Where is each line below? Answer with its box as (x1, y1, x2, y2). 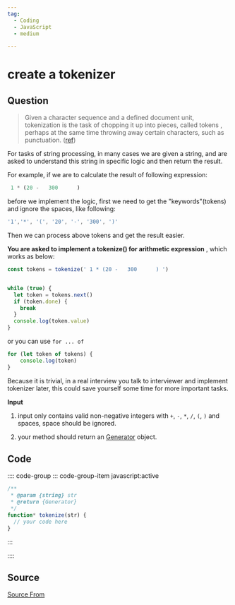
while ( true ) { (7, 284, 52, 292)
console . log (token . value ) (13, 318, 90, 325)
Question (7, 95, 49, 107)
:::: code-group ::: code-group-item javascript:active (7, 472, 159, 480)
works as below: (7, 252, 55, 260)
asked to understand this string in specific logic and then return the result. (7, 157, 223, 166)
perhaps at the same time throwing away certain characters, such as (24, 128, 224, 137)
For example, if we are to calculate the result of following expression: (7, 171, 208, 179)
